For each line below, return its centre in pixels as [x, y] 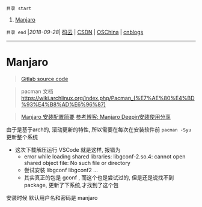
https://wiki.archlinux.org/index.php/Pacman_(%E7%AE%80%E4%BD [108, 98]
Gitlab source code [44, 79]
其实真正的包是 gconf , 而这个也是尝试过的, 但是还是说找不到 [99, 177]
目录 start [19, 8]
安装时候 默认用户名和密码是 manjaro [52, 197]
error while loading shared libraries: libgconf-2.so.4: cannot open [105, 156]
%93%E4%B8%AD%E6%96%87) [63, 104]
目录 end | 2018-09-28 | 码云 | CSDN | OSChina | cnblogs [75, 32]
